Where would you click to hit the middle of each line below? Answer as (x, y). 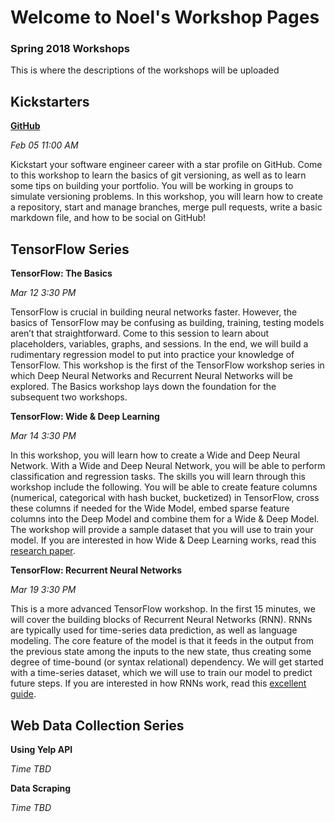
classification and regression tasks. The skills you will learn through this (158, 477)
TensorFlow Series (70, 249)
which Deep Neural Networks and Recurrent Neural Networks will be (152, 376)
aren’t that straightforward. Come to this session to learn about (140, 333)
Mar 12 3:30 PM (43, 293)
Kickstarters (50, 101)
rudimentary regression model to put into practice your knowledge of (152, 355)
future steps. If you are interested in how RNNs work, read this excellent (158, 683)
